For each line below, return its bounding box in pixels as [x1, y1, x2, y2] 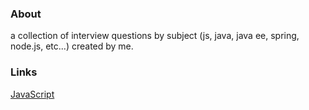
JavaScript [10, 88, 55, 100]
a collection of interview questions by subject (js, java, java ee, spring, [10, 30, 300, 42]
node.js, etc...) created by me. [10, 40, 134, 52]
